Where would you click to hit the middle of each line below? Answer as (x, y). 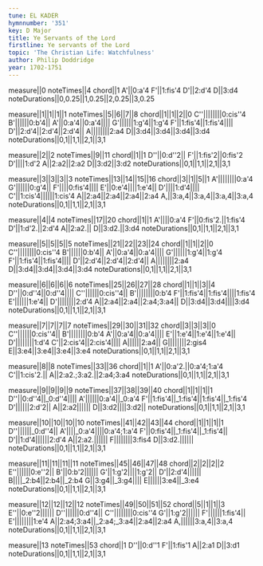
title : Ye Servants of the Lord (62, 38)
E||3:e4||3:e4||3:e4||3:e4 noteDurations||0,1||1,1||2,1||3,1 (99, 351)
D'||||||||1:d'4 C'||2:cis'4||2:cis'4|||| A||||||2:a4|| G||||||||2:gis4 (108, 342)
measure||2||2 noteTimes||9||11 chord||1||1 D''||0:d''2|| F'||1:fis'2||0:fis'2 (126, 155)
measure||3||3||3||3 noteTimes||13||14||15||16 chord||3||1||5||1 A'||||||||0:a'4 (131, 179)
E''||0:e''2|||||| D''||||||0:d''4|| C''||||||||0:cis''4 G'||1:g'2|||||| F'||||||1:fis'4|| (127, 513)
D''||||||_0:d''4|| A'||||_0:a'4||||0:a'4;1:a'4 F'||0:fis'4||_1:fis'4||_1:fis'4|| (118, 430)
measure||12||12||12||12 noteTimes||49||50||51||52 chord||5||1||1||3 (117, 504)
